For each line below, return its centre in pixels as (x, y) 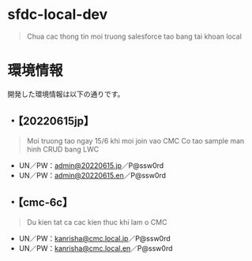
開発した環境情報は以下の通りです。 (66, 94)
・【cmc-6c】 (40, 203)
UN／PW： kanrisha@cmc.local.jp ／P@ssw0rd (94, 238)
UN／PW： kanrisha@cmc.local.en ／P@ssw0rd (96, 248)
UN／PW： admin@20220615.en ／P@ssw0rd (92, 175)
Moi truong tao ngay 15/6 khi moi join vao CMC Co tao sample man (135, 140)
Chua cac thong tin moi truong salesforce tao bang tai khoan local (134, 36)
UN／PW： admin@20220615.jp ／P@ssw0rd (91, 165)
